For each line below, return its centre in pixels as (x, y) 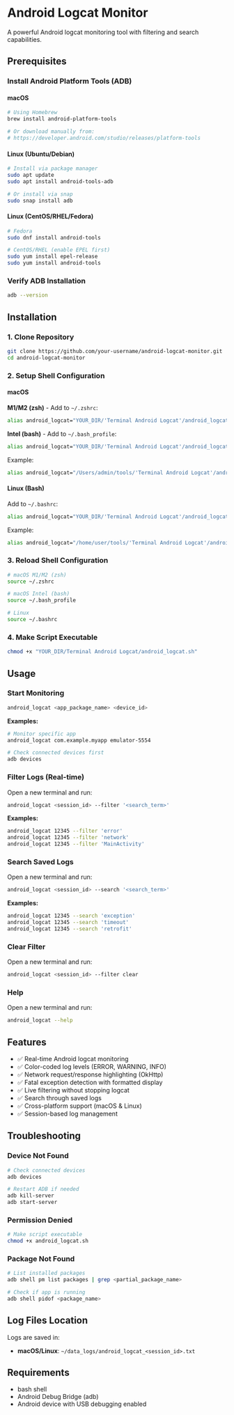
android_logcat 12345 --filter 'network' (68, 838)
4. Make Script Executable (53, 637)
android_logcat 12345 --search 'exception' (71, 916)
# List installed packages (46, 1273)
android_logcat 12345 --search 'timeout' (68, 923)
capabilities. (24, 39)
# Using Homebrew (32, 113)
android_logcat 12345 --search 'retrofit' (70, 929)
